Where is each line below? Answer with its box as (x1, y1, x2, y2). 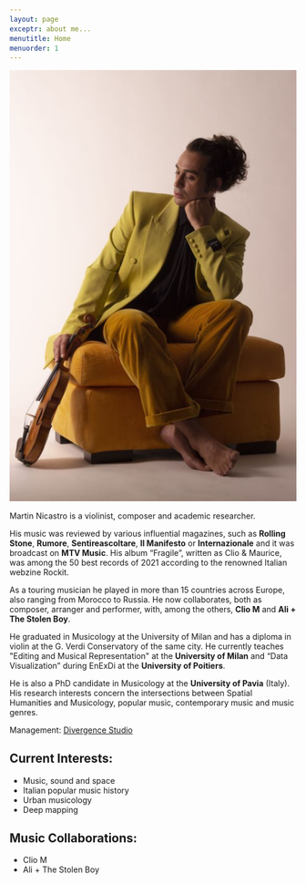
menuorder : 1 (9, 44, 59, 53)
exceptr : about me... (9, 24, 92, 34)
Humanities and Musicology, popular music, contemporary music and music (9, 697, 294, 708)
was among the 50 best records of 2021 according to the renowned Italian (9, 557, 288, 568)
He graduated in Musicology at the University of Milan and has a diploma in (9, 631, 291, 642)
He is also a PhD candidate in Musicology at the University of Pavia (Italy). (9, 677, 291, 688)
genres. (9, 706, 38, 717)
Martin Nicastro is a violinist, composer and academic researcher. (9, 510, 256, 521)
